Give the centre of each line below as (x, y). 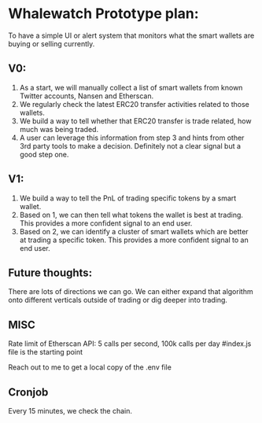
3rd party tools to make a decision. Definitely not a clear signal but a (130, 145)
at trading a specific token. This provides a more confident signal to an (134, 240)
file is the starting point (46, 352)
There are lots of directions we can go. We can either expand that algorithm (131, 292)
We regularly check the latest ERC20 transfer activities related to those (135, 104)
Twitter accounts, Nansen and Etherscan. (87, 96)
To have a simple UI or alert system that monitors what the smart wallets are (131, 35)
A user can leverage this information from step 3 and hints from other (132, 138)
